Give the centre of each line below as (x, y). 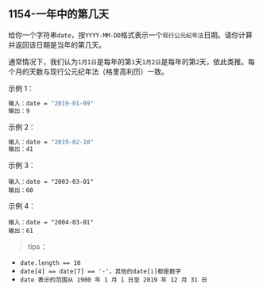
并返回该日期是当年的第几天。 (57, 44)
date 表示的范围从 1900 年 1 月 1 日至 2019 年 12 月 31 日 (114, 280)
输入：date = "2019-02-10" (51, 142)
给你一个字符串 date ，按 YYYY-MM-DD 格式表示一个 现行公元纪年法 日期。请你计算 (130, 35)
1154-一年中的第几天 (59, 14)
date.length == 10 (50, 263)
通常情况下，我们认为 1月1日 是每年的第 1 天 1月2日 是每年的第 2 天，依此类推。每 (132, 61)
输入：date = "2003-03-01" (51, 182)
